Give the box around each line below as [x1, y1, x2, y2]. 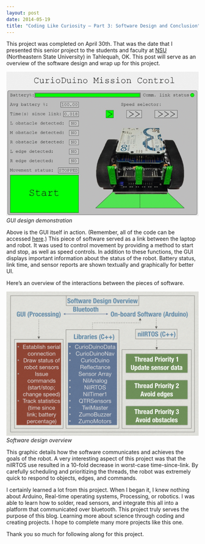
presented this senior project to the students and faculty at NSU [6, 46, 167, 54]
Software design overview [6, 437, 72, 444]
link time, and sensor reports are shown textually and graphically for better [6, 261, 194, 269]
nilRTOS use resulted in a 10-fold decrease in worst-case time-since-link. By [6, 462, 198, 469]
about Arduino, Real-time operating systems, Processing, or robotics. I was [6, 493, 195, 500]
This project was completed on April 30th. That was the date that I [6, 40, 173, 48]
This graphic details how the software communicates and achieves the [6, 449, 184, 456]
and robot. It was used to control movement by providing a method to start [6, 242, 193, 249]
